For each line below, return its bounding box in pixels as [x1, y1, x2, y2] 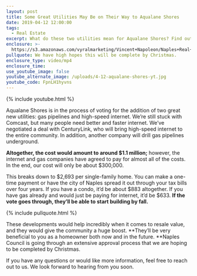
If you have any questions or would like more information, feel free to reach [6, 257, 188, 264]
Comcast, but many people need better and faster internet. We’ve [6, 120, 165, 126]
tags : [6, 25, 19, 31]
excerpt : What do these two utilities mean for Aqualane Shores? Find [6, 36, 182, 42]
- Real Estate [11, 30, 46, 36]
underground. [6, 138, 39, 145]
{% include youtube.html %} [6, 96, 74, 103]
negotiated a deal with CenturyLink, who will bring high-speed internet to [6, 125, 183, 132]
